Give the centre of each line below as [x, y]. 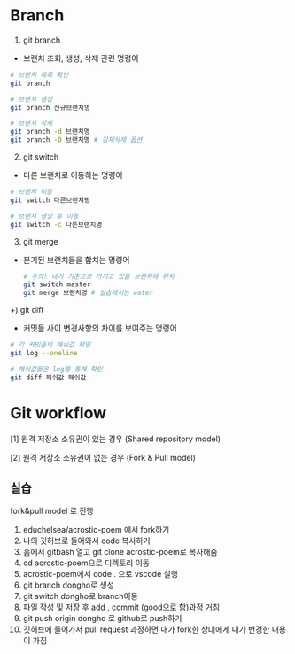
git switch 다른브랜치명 [50, 200]
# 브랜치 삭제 [31, 124]
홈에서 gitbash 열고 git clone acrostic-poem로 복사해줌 [120, 552]
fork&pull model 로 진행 [52, 511]
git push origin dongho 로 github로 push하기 [102, 619]
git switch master [57, 284]
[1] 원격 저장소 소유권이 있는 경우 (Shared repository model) [115, 439]
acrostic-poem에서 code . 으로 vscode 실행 [100, 574]
